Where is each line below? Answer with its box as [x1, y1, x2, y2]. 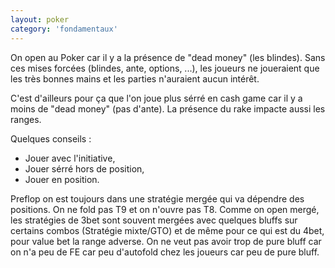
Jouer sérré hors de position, [24, 162, 145, 175]
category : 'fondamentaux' [10, 24, 118, 34]
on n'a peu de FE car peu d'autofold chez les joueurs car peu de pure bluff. [10, 246, 320, 258]
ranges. [10, 113, 42, 125]
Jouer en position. [24, 173, 100, 185]
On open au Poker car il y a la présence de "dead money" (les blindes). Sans [10, 51, 326, 63]
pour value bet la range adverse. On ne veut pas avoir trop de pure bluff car [10, 235, 322, 247]
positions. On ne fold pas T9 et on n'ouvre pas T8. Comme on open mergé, [10, 203, 320, 215]
